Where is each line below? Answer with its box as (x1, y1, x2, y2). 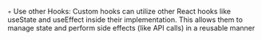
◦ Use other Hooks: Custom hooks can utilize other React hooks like (7, 7, 231, 16)
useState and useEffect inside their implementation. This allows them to (7, 15, 243, 24)
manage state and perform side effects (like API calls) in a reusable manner (7, 24, 256, 32)
